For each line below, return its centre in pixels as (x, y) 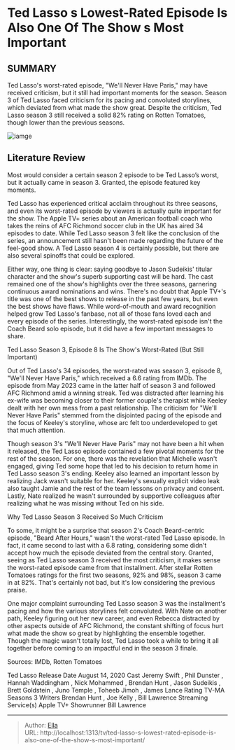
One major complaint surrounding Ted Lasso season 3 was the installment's (116, 603)
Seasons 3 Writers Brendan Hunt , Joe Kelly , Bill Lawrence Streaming (108, 697)
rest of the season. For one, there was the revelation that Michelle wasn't (112, 458)
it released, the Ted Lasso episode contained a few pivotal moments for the (116, 451)
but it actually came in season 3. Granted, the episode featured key (104, 182)
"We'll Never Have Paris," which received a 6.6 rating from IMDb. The (107, 378)
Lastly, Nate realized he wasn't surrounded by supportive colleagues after (114, 496)
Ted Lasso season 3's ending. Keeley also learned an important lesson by (113, 473)
